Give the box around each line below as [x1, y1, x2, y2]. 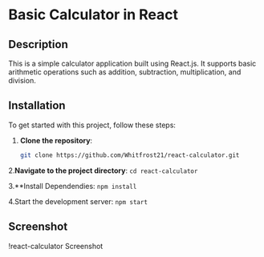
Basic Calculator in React [8, 6, 179, 24]
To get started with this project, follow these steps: [8, 120, 177, 130]
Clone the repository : [19, 135, 93, 145]
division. [8, 76, 36, 85]
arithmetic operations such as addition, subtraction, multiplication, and [8, 67, 242, 77]
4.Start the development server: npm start [8, 196, 148, 206]
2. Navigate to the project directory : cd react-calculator [8, 166, 198, 175]
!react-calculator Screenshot [8, 241, 104, 251]
